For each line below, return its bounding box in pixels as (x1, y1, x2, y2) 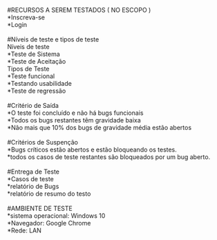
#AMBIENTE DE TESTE (7, 204, 73, 212)
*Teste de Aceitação (7, 57, 66, 65)
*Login (7, 21, 28, 28)
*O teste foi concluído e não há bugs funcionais (7, 109, 144, 117)
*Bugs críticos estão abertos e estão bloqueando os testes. (7, 145, 178, 154)
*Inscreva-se (7, 13, 46, 21)
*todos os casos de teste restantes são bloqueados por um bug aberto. (7, 153, 211, 161)
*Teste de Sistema (7, 50, 60, 58)
